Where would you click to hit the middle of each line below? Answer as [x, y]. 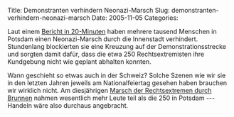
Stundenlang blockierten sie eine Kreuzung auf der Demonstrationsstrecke [117, 46]
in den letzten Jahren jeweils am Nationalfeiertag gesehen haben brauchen [117, 83]
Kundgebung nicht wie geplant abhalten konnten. [79, 62]
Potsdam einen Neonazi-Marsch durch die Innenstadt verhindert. [103, 39]
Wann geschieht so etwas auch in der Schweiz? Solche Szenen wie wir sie [117, 75]
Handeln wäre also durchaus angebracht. [68, 105]
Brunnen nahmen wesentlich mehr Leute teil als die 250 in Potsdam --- [111, 98]
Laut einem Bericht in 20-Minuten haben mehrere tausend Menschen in [112, 32]
